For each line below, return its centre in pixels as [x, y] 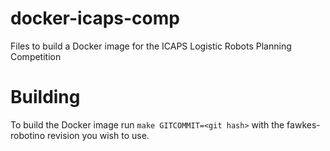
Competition [36, 56]
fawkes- [303, 124]
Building [45, 97]
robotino [28, 135]
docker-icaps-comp [95, 18]
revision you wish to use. [98, 135]
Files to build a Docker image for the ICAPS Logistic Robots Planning [151, 46]
